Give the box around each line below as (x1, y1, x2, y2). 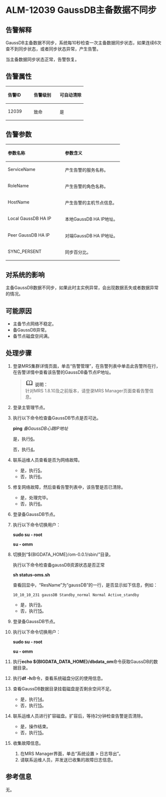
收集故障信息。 (12, 740, 43, 746)
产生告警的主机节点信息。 (64, 200, 117, 206)
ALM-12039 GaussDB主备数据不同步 (5, 4, 157, 16)
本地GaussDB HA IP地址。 (64, 216, 118, 222)
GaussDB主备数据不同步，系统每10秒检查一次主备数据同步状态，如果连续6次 (5, 40, 162, 45)
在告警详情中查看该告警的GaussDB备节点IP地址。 (12, 369, 114, 375)
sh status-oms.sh (12, 572, 50, 578)
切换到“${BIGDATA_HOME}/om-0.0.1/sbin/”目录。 (12, 551, 114, 557)
